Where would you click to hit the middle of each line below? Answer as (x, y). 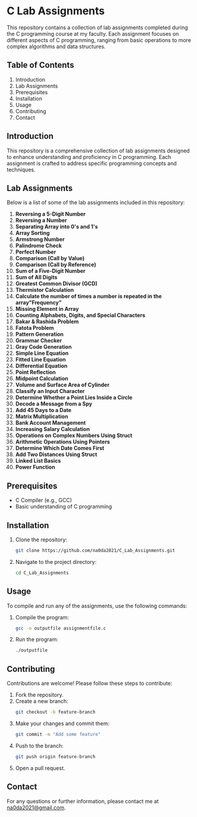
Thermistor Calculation (45, 290)
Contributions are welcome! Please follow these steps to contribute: (90, 684)
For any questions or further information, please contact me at (83, 801)
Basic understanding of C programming (63, 507)
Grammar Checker (39, 341)
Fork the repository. (39, 695)
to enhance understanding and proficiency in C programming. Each (89, 157)
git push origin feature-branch (55, 757)
